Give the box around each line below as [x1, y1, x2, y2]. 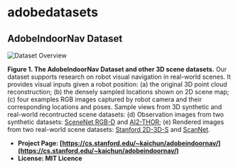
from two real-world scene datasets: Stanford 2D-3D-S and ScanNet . [7, 125, 211, 133]
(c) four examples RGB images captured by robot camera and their [7, 95, 202, 103]
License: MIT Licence [17, 154, 83, 162]
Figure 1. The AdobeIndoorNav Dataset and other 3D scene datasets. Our [7, 65, 227, 73]
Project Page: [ [17, 139, 63, 147]
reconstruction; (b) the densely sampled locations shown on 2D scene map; [7, 88, 229, 96]
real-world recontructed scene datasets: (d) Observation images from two [7, 111, 225, 118]
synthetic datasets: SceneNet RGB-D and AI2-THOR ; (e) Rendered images [7, 118, 225, 126]
